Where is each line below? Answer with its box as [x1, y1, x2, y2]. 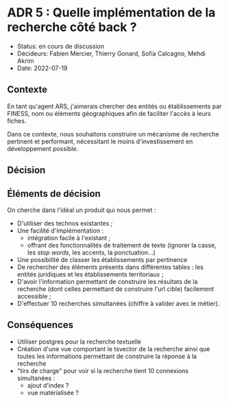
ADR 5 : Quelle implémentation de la [7, 5, 216, 21]
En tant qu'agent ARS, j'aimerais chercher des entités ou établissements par [7, 102, 222, 110]
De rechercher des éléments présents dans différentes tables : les [16, 263, 204, 271]
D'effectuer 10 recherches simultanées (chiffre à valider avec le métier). [16, 299, 220, 307]
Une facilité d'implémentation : [16, 226, 104, 235]
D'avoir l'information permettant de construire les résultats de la [16, 277, 198, 285]
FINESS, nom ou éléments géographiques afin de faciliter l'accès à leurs [7, 109, 211, 117]
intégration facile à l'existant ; [27, 233, 111, 241]
